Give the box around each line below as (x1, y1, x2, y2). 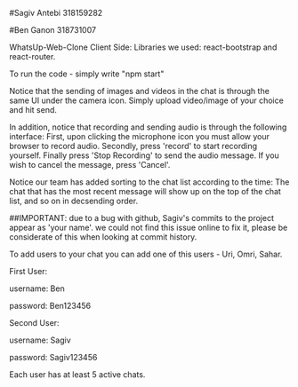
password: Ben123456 (9, 301, 92, 311)
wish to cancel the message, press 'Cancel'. (9, 160, 171, 170)
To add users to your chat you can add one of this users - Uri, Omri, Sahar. (9, 249, 283, 259)
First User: (9, 266, 48, 276)
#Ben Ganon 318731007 (9, 25, 96, 35)
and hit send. (9, 105, 58, 115)
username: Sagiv (9, 335, 71, 345)
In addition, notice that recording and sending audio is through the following (9, 122, 287, 132)
